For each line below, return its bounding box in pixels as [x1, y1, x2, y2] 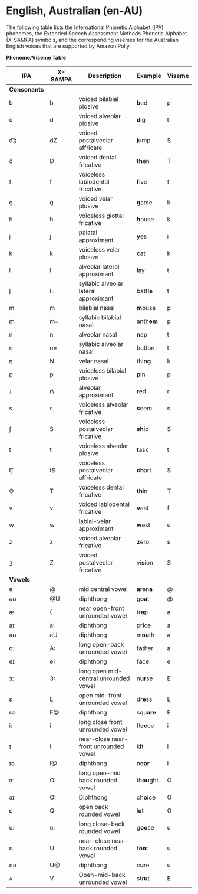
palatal [78, 229, 98, 237]
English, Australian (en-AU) [6, 4, 143, 18]
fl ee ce [136, 722, 154, 730]
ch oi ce [136, 793, 156, 801]
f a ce [136, 657, 149, 665]
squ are [136, 708, 156, 716]
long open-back [78, 640, 124, 648]
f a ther [136, 644, 154, 652]
